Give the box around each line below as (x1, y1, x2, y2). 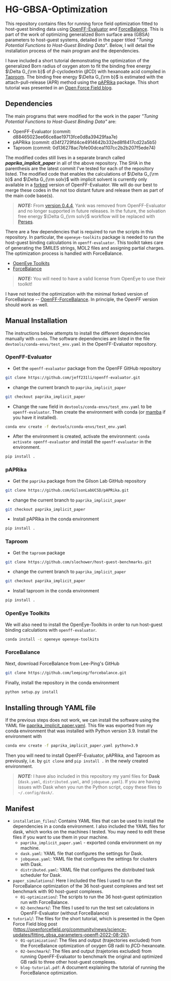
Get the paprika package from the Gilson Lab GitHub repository (12, 477, 146, 484)
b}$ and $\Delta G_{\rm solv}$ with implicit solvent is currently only (5, 176, 147, 182)
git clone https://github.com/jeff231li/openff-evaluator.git (5, 375, 140, 380)
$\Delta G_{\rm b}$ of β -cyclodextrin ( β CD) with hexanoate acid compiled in (5, 68, 166, 75)
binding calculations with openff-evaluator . (5, 627, 97, 633)
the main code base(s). (5, 193, 54, 199)
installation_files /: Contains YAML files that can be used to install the (12, 818, 164, 824)
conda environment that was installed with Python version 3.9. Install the (5, 728, 158, 734)
